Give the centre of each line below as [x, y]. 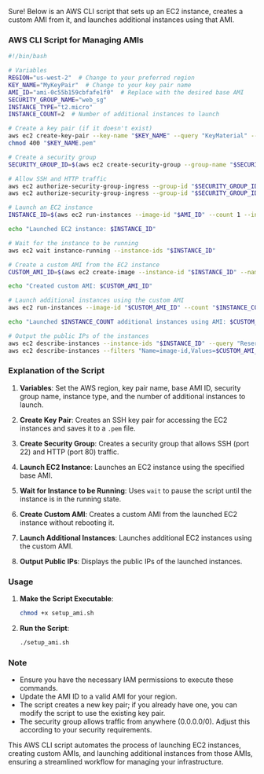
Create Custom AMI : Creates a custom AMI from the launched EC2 [128, 514]
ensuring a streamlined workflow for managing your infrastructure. [116, 762]
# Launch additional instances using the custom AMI [96, 301]
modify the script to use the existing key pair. [92, 713]
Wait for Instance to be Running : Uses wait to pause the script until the [136, 490]
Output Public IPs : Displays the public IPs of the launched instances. [131, 561]
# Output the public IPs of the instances [79, 336]
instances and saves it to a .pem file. [77, 428]
